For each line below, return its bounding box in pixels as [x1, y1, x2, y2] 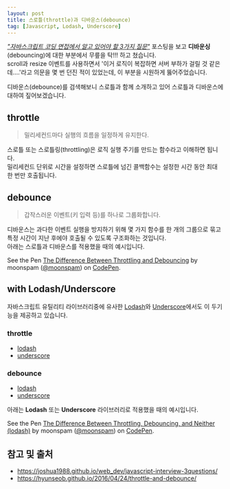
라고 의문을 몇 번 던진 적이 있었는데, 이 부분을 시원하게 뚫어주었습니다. [21, 68, 207, 76]
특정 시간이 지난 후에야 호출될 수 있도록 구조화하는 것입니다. [7, 234, 167, 242]
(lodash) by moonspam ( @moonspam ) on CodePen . [7, 427, 154, 435]
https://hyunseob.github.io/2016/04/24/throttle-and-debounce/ [16, 475, 197, 483]
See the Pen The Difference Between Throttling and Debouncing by [7, 256, 198, 264]
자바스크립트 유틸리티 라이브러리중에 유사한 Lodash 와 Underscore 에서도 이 [7, 302, 210, 310]
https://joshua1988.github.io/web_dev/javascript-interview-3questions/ [16, 467, 218, 475]
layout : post [7, 10, 45, 17]
